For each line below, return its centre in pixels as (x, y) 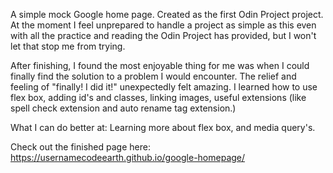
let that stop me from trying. (68, 46)
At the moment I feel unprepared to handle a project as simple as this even (163, 25)
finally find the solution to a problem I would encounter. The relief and (153, 76)
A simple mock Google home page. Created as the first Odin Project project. (167, 14)
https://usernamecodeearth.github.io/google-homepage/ (128, 157)
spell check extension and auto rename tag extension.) (123, 108)
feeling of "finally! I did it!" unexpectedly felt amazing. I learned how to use (164, 87)
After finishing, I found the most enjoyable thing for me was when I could (160, 65)
